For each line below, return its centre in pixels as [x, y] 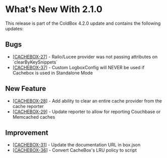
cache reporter [28, 106]
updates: [14, 28]
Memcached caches [34, 117]
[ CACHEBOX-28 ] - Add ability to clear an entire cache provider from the [87, 101]
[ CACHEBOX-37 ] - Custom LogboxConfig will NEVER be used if [78, 67]
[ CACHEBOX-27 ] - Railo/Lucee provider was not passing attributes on [85, 57]
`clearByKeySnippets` [35, 62]
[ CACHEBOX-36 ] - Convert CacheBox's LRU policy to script [75, 150]
